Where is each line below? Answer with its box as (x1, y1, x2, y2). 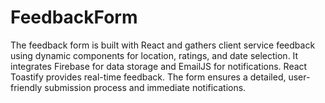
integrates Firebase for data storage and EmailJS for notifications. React (10, 60, 308, 72)
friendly (10, 81, 43, 93)
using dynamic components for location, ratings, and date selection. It (10, 49, 299, 61)
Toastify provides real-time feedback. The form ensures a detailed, (10, 71, 287, 83)
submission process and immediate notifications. (44, 81, 247, 93)
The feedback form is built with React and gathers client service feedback (10, 39, 316, 51)
